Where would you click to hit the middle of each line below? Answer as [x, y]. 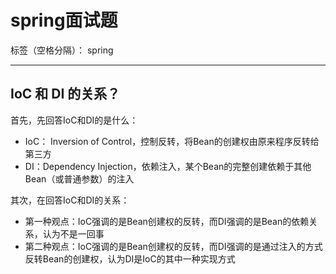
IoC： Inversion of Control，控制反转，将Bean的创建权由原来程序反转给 [172, 141]
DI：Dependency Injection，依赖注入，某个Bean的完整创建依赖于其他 [168, 166]
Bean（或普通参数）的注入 [79, 178]
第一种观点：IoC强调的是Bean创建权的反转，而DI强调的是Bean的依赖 [167, 221]
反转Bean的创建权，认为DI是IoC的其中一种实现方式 [130, 258]
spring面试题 [64, 20]
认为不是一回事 [73, 233]
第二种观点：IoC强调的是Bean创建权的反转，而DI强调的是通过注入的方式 [173, 246]
